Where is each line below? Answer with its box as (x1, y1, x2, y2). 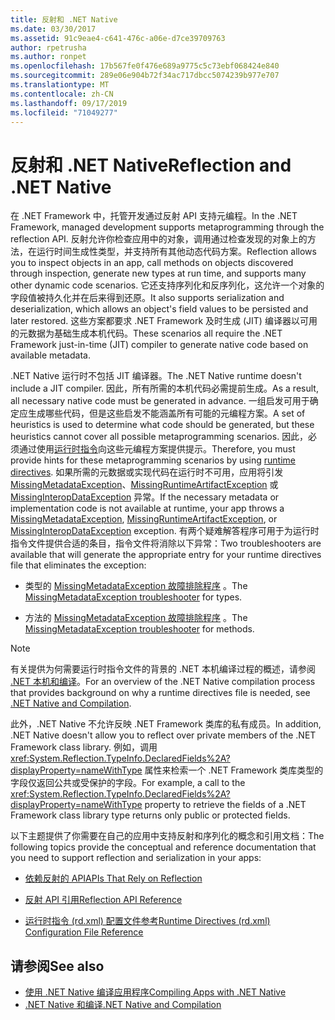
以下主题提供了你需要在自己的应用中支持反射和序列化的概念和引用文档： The (10, 830, 325, 842)
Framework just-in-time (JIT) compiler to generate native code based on (10, 339, 309, 351)
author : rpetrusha (10, 42, 87, 53)
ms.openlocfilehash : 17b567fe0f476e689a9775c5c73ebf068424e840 (10, 61, 280, 71)
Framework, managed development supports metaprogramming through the (10, 221, 325, 233)
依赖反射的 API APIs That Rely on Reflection (24, 872, 203, 885)
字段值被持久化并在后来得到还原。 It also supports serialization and (10, 292, 285, 304)
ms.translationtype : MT (10, 80, 110, 90)
